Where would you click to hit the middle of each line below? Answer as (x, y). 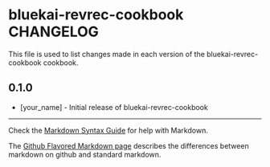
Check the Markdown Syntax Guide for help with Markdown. (108, 130)
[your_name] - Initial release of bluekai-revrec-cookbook (114, 107)
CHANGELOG (53, 32)
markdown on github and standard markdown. (85, 154)
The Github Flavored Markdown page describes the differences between (129, 145)
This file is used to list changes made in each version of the (106, 54)
